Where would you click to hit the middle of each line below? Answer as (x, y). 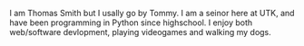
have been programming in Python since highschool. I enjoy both (131, 23)
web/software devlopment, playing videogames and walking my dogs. (141, 32)
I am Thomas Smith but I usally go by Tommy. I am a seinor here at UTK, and (152, 13)
